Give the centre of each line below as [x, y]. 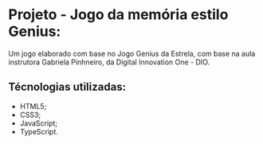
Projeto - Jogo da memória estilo [118, 15]
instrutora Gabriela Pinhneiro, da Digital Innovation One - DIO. [109, 62]
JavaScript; [39, 123]
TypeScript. [39, 131]
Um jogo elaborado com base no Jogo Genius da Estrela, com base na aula [132, 53]
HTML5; [33, 106]
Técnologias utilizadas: [67, 87]
